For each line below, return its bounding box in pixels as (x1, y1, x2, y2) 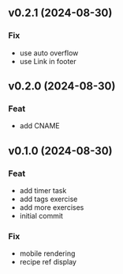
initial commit (19, 211, 63, 221)
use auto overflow (19, 48, 79, 58)
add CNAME (19, 121, 61, 131)
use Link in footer (19, 56, 76, 66)
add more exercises (19, 203, 84, 212)
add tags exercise (19, 194, 78, 204)
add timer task (19, 186, 67, 196)
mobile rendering (19, 249, 76, 258)
